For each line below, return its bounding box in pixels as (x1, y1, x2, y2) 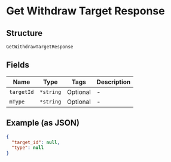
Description (96, 78, 131, 86)
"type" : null (11, 145, 44, 151)
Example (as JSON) (6, 118, 80, 128)
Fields (6, 60, 30, 70)
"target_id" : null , (11, 139, 60, 145)
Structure (6, 28, 43, 38)
